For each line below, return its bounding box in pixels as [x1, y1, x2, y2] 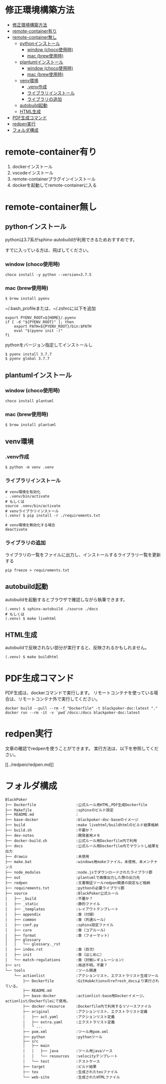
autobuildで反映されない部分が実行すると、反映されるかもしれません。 [5, 645, 150, 651]
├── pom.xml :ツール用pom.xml [23, 1030, 109, 1034]
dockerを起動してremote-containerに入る [12, 182, 97, 188]
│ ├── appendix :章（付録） [5, 912, 97, 917]
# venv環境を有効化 [5, 490, 41, 495]
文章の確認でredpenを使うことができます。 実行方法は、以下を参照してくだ [5, 746, 159, 752]
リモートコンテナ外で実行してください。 [18, 696, 100, 702]
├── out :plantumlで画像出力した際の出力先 [5, 875, 140, 880]
